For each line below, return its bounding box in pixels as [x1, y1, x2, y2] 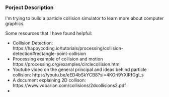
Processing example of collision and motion [12, 56, 103, 62]
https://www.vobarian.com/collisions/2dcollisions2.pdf [12, 82, 126, 88]
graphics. [5, 20, 25, 26]
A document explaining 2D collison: [12, 77, 87, 83]
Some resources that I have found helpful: [5, 30, 92, 36]
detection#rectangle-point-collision [12, 50, 87, 56]
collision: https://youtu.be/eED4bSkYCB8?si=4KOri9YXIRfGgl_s [12, 72, 144, 78]
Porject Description [5, 4, 54, 11]
